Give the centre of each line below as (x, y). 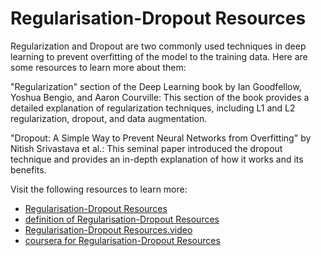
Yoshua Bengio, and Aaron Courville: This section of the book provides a (160, 97)
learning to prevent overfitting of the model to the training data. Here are (159, 56)
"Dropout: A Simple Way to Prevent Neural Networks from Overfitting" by (161, 138)
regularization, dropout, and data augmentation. (109, 118)
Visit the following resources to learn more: (99, 189)
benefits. (28, 169)
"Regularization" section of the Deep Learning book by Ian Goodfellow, (156, 86)
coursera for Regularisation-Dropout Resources (122, 240)
